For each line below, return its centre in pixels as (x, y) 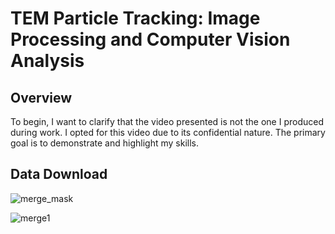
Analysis (47, 61)
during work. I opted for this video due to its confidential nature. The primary (168, 132)
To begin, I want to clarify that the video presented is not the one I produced (167, 121)
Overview (41, 97)
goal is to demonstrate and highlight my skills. (104, 143)
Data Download (59, 174)
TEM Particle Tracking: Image (135, 18)
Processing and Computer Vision (150, 39)
